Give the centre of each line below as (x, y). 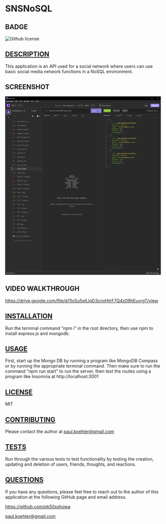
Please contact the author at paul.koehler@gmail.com (60, 431)
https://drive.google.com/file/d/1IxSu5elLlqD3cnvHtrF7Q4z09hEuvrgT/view (82, 300)
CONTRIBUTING (30, 419)
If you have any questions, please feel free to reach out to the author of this (82, 492)
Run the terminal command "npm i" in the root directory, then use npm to (79, 328)
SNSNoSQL (29, 9)
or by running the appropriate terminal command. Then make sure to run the (83, 366)
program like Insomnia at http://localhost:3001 (52, 377)
